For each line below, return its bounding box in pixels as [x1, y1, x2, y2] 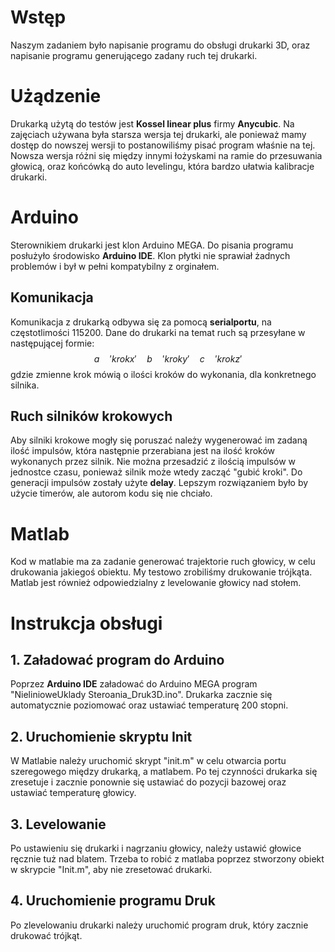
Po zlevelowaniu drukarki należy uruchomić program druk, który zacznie [10, 919, 309, 931]
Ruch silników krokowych [10, 408, 173, 425]
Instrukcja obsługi [10, 612, 163, 635]
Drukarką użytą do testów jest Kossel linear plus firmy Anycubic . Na [10, 117, 295, 130]
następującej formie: [10, 337, 95, 349]
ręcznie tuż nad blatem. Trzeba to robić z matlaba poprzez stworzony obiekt [10, 853, 325, 865]
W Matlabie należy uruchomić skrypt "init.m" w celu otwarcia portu [10, 755, 287, 767]
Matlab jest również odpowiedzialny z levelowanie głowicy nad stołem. [10, 577, 302, 589]
